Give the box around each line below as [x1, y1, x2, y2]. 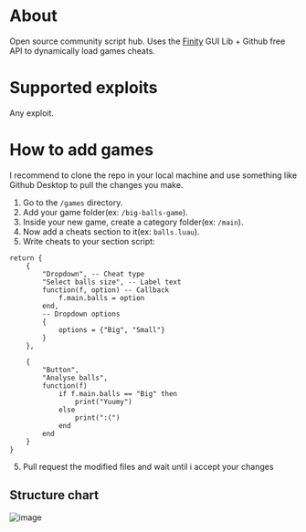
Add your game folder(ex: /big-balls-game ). [22, 206, 189, 217]
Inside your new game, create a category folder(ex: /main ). [22, 216, 244, 227]
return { [9, 253, 43, 263]
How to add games [9, 140, 153, 161]
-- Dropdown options [42, 309, 121, 318]
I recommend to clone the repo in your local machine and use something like [9, 170, 298, 181]
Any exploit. [9, 107, 55, 119]
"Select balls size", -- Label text [42, 277, 182, 287]
